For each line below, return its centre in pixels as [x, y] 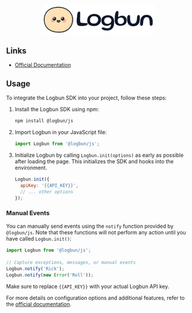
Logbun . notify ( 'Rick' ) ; [35, 269]
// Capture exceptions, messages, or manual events [71, 263]
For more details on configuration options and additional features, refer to [95, 298]
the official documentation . [39, 304]
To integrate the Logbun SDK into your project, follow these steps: [87, 98]
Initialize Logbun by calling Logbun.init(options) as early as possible [99, 155]
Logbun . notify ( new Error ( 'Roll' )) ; [50, 275]
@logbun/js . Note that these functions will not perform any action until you [96, 232]
